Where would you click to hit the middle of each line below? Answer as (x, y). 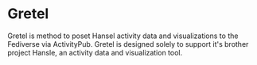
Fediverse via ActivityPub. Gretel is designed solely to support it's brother (128, 44)
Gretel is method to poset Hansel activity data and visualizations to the (123, 36)
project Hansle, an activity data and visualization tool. (95, 52)
